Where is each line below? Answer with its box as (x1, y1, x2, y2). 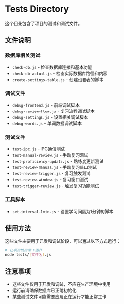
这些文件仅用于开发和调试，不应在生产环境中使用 (12, 281, 111, 287)
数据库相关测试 (5, 52, 41, 59)
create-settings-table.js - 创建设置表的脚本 (12, 76, 103, 82)
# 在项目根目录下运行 (5, 248, 42, 253)
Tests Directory (5, 3, 69, 15)
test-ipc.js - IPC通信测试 (12, 146, 65, 152)
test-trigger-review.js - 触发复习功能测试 (12, 183, 99, 189)
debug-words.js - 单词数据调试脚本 (12, 120, 82, 126)
